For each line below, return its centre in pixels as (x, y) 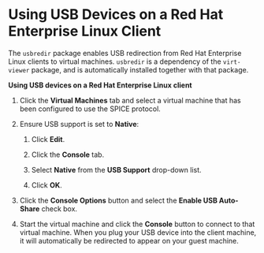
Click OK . (47, 185)
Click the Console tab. (68, 154)
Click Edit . (48, 139)
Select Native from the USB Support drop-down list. (117, 169)
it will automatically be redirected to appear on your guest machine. (129, 240)
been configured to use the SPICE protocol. (90, 109)
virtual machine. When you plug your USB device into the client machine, (138, 232)
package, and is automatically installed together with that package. (140, 69)
